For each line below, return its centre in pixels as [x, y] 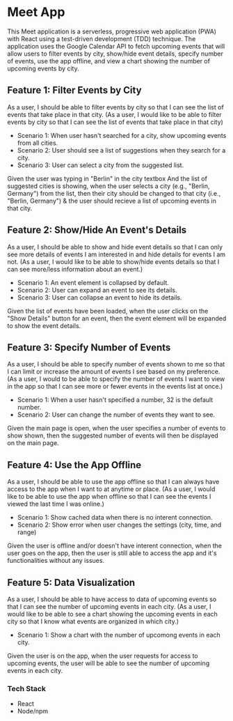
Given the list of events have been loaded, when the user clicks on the [108, 311]
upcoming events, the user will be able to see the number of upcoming [109, 663]
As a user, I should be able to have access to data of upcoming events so [112, 599]
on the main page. [33, 443]
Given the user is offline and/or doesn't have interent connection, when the [115, 546]
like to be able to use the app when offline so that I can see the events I [109, 497]
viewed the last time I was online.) [56, 504]
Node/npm [33, 711]
